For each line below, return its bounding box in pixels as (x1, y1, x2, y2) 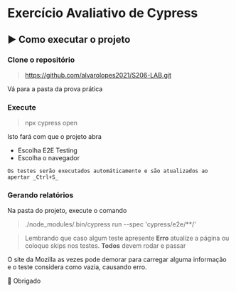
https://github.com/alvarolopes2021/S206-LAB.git (24, 71, 172, 79)
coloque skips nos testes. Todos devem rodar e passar (24, 241, 186, 250)
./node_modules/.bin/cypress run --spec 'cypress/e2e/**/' (24, 220, 197, 229)
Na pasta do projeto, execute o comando (7, 207, 127, 215)
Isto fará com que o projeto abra (7, 132, 102, 141)
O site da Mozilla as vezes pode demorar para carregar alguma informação (7, 255, 227, 264)
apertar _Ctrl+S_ (7, 174, 59, 181)
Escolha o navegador (17, 154, 80, 162)
